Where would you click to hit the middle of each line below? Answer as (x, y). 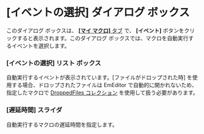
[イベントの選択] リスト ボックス (54, 63)
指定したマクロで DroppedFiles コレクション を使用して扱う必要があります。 (103, 93)
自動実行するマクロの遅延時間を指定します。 (62, 124)
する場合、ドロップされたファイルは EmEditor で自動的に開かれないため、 (104, 85)
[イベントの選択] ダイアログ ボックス (98, 12)
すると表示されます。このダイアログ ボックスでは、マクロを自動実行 (103, 38)
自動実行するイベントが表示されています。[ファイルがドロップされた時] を (100, 77)
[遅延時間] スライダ (34, 110)
